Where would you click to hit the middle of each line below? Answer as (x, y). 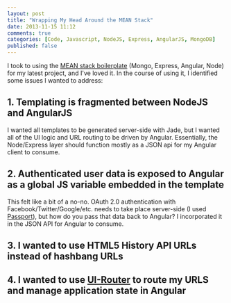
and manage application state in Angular (96, 291)
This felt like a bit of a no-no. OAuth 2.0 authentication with (92, 202)
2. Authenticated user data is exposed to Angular (115, 174)
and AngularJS (40, 113)
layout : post (26, 14)
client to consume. (34, 152)
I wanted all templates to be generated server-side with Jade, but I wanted (113, 130)
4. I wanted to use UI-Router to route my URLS (108, 280)
